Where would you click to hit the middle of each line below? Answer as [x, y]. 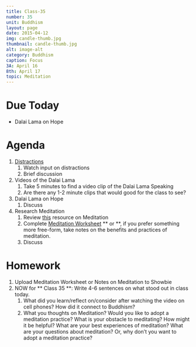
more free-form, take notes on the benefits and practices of [95, 230]
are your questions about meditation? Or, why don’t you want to [100, 331]
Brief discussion [43, 174]
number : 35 [19, 17]
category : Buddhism [30, 55]
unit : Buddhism [25, 22]
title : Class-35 [26, 11]
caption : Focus [25, 60]
